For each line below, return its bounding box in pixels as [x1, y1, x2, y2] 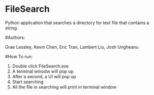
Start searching [12, 79, 44, 85]
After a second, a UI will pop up [12, 73, 76, 79]
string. [5, 25, 18, 31]
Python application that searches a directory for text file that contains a [5, 20, 149, 26]
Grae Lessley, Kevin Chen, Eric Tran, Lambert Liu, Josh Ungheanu [5, 44, 139, 50]
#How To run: [5, 53, 33, 60]
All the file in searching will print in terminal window [12, 84, 117, 90]
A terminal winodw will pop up [12, 68, 74, 74]
